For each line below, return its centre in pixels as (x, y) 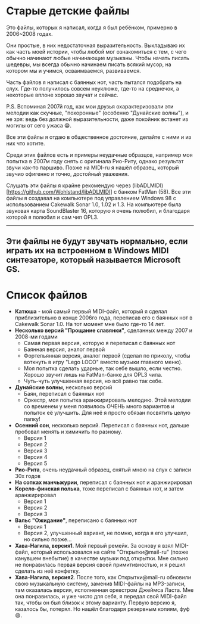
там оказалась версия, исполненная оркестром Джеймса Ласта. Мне (104, 590)
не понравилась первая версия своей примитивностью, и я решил (100, 565)
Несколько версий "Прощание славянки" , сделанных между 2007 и (104, 330)
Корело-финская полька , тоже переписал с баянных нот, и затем (99, 489)
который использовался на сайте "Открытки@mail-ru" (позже (110, 552)
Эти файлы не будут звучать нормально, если (97, 242)
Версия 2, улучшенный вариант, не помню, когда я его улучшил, (106, 533)
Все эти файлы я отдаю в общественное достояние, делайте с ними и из (99, 137)
